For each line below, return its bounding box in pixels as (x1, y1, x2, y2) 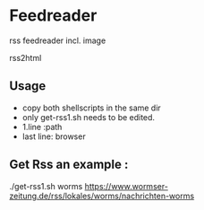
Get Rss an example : (9, 157, 129, 172)
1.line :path (21, 121, 63, 132)
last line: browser (21, 131, 87, 142)
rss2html (9, 52, 42, 63)
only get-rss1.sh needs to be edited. (21, 111, 155, 122)
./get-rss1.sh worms (9, 180, 83, 191)
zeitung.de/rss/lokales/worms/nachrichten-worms (9, 190, 195, 201)
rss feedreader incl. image (9, 35, 106, 46)
